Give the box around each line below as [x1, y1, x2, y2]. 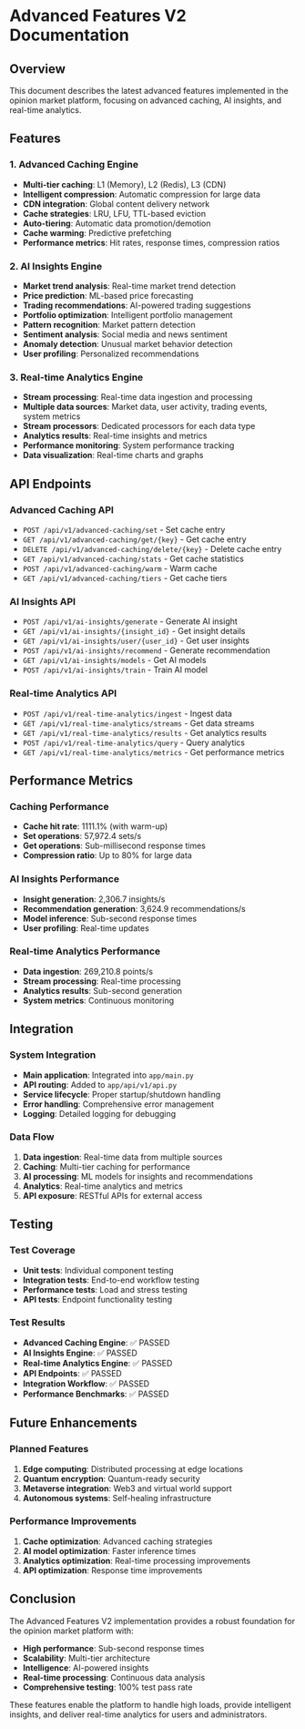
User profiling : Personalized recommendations [22, 348, 199, 359]
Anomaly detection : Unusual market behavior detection [22, 338, 234, 349]
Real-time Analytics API [9, 687, 117, 700]
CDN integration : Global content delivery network [22, 198, 210, 210]
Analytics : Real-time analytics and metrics [22, 1181, 184, 1192]
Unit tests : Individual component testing [22, 1264, 174, 1275]
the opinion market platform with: [9, 1625, 134, 1636]
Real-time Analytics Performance [9, 945, 161, 957]
